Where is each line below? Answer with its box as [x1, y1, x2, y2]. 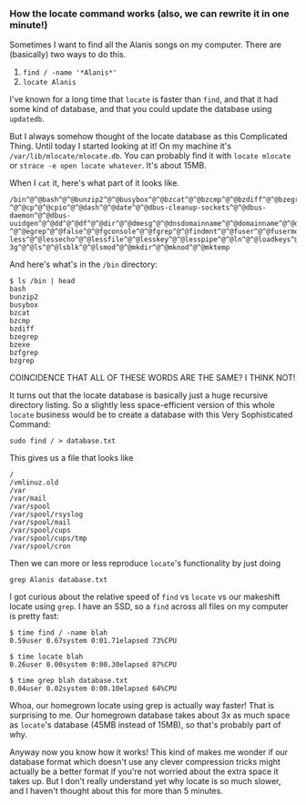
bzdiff [9, 324, 35, 334]
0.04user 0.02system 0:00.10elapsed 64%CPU [9, 684, 178, 694]
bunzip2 [9, 292, 39, 302]
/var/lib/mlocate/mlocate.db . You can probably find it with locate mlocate [9, 150, 291, 161]
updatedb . [9, 113, 46, 125]
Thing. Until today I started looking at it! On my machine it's [9, 140, 232, 152]
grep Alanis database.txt [9, 576, 107, 585]
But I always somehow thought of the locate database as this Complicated [9, 131, 289, 142]
